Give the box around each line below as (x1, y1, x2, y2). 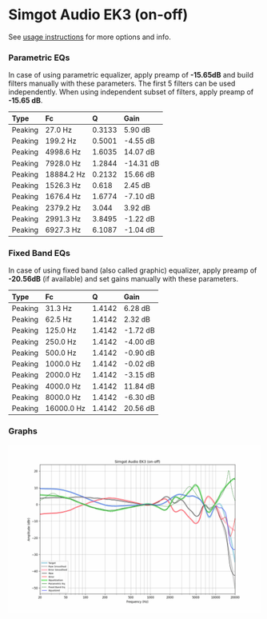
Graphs (8, 425, 38, 437)
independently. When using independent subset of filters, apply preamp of (8, 87, 254, 97)
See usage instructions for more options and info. (8, 32, 172, 42)
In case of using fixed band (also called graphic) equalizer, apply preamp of (8, 266, 257, 275)
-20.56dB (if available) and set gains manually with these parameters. (8, 274, 239, 284)
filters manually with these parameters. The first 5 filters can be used (8, 78, 236, 89)
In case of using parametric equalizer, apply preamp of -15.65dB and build (8, 70, 254, 80)
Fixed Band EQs (8, 247, 70, 258)
